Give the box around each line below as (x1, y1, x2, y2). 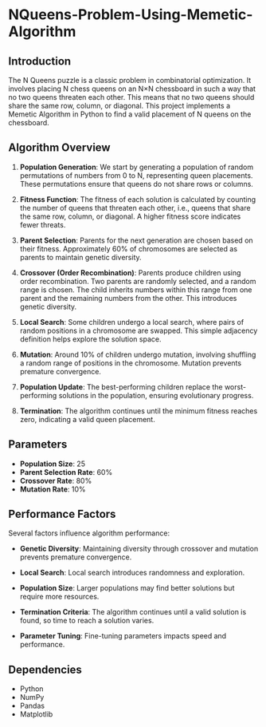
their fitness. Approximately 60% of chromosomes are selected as (19, 243, 237, 253)
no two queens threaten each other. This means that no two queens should (8, 93, 255, 101)
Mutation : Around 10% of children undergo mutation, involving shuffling (19, 350, 256, 359)
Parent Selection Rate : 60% (19, 467, 113, 476)
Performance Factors (8, 508, 116, 521)
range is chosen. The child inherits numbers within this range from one (19, 285, 252, 294)
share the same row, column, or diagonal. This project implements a (8, 101, 231, 110)
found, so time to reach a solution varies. (19, 616, 155, 626)
